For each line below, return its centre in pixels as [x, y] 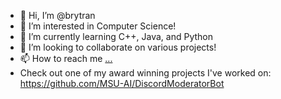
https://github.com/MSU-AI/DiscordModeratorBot [122, 83]
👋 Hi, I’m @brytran [57, 15]
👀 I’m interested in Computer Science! [98, 26]
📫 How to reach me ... [66, 58]
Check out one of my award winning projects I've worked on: [145, 73]
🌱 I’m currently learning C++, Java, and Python [116, 36]
